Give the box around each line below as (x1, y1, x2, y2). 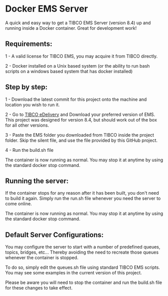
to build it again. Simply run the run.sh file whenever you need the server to (5, 195, 161, 202)
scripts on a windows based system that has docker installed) (5, 68, 133, 74)
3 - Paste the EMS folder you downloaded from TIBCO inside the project (5, 132, 154, 138)
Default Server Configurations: (5, 230, 104, 239)
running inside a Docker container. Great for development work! (5, 25, 137, 31)
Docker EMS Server (5, 3, 88, 15)
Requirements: (5, 40, 53, 48)
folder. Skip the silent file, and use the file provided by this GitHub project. (5, 137, 158, 143)
